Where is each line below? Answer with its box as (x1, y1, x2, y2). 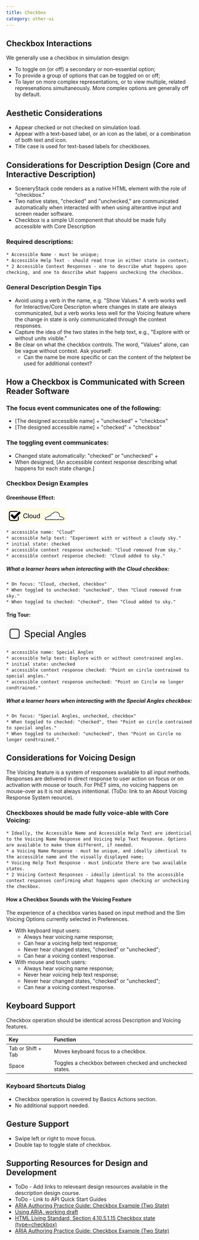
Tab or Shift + (8, 1044, 42, 1052)
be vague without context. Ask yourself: (14, 347, 113, 354)
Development (6, 1167, 57, 1177)
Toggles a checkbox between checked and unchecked (53, 1059, 187, 1066)
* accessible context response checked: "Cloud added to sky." (6, 553, 166, 559)
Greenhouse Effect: (6, 494, 55, 501)
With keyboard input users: (14, 927, 81, 934)
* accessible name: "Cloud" (6, 529, 76, 535)
